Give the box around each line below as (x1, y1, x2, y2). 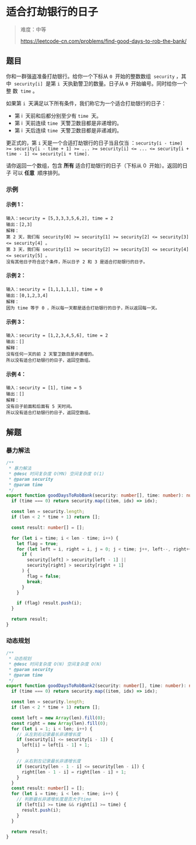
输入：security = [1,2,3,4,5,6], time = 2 (6, 333, 108, 338)
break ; (27, 579, 43, 584)
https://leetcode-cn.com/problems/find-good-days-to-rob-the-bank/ (20, 37, 187, 45)
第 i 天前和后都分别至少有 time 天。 (14, 112, 102, 119)
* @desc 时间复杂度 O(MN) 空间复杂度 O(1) (8, 471, 105, 477)
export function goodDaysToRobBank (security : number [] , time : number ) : (6, 492, 184, 498)
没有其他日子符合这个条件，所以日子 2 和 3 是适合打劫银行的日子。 (6, 259, 148, 265)
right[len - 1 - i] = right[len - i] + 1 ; (21, 769, 127, 775)
